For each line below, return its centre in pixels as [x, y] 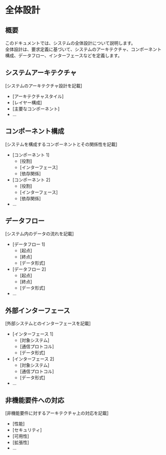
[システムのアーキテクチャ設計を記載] [44, 86]
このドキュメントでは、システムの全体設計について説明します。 [70, 43]
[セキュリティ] [27, 430]
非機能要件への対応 [35, 400]
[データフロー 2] [29, 269]
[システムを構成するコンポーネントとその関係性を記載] [61, 144]
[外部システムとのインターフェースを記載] [48, 323]
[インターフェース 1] [33, 334]
